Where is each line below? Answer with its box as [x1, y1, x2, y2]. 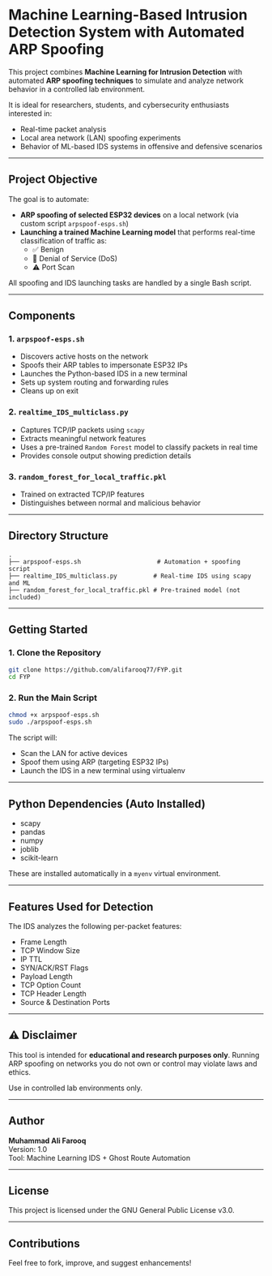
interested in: [8, 108, 53, 118]
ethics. [8, 1067, 31, 1076]
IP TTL [19, 954, 43, 964]
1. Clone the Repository [8, 647, 101, 659]
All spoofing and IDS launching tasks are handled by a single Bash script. [8, 277, 253, 287]
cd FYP [8, 673, 31, 681]
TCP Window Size [19, 945, 81, 955]
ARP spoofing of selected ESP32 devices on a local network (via [19, 209, 239, 220]
